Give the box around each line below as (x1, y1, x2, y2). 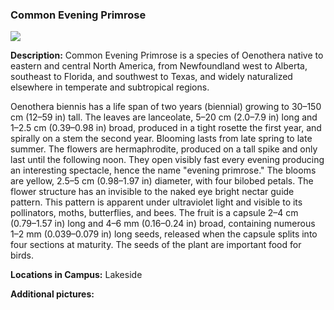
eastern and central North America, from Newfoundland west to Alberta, (10, 60, 308, 72)
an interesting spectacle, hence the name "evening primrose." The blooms (10, 164, 317, 177)
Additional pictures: (10, 288, 95, 300)
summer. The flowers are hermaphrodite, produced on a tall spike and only (10, 143, 318, 155)
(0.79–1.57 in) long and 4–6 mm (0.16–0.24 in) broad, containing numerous (10, 218, 316, 230)
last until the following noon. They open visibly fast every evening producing (10, 154, 325, 166)
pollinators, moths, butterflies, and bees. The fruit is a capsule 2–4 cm (10, 207, 299, 219)
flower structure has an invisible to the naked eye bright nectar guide (10, 186, 295, 198)
